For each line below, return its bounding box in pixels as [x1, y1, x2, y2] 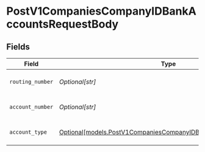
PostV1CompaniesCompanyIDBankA [6, 4, 196, 18]
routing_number [9, 78, 54, 85]
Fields [6, 42, 31, 52]
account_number [9, 104, 54, 110]
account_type [9, 129, 48, 136]
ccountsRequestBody [6, 17, 119, 31]
